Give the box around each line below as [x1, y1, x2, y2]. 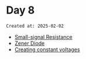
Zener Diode [14, 40, 45, 47]
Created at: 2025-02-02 [6, 23, 64, 29]
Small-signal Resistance [14, 33, 73, 40]
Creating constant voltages [14, 45, 80, 53]
